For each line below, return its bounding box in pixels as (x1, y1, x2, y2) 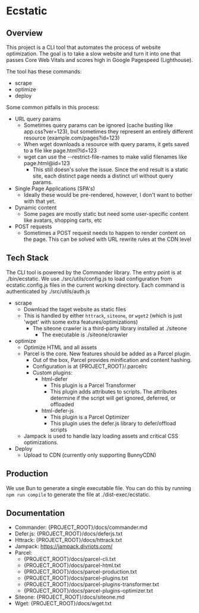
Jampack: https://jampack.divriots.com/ (14, 543, 113, 550)
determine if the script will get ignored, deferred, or (50, 394, 176, 401)
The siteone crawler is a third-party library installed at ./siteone (32, 324, 187, 332)
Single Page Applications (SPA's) (14, 185, 95, 192)
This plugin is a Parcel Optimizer (50, 413, 129, 420)
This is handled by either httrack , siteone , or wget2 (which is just (23, 312, 182, 319)
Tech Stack (6, 253, 49, 263)
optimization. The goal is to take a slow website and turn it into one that (6, 50, 181, 57)
